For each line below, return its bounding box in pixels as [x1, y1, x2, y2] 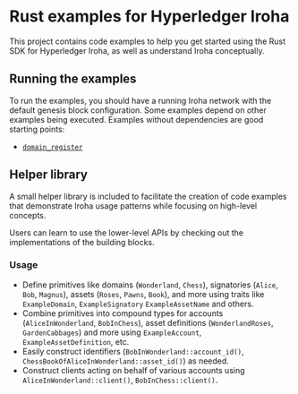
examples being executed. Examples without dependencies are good [9, 114, 264, 124]
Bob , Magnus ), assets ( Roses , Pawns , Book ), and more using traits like [21, 288, 265, 299]
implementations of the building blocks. [9, 236, 155, 247]
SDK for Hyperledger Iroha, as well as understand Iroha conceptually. [9, 45, 265, 56]
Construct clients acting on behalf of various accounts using [21, 364, 245, 375]
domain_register [21, 142, 83, 151]
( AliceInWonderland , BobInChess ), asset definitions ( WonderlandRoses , [21, 317, 275, 328]
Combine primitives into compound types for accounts [21, 307, 224, 319]
